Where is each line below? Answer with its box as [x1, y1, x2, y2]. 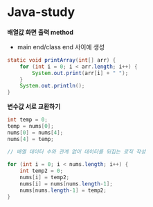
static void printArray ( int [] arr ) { [7, 56, 116, 63]
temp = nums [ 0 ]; [7, 123, 54, 130]
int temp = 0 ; [7, 116, 48, 124]
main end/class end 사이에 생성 [17, 42, 105, 51]
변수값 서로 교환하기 [7, 102, 61, 111]
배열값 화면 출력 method [7, 28, 74, 36]
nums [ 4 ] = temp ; [7, 135, 54, 142]
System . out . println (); [19, 83, 85, 90]
